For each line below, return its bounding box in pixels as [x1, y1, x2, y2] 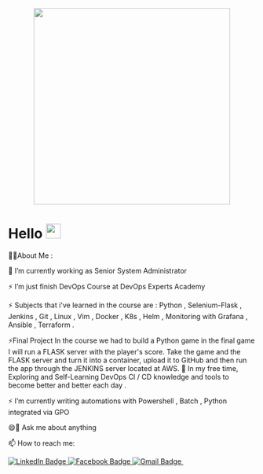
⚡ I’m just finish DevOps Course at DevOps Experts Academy [8, 281, 206, 291]
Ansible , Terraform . [8, 320, 75, 329]
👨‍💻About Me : [8, 251, 53, 260]
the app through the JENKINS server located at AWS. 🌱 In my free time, [8, 363, 239, 373]
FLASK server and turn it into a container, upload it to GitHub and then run [8, 355, 247, 365]
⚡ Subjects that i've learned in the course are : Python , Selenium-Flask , [8, 300, 243, 310]
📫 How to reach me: [8, 438, 75, 447]
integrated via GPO [8, 407, 70, 417]
